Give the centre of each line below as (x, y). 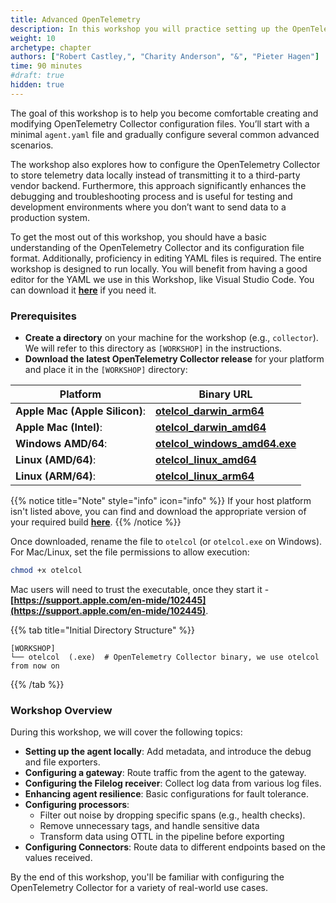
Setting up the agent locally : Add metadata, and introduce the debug (168, 752)
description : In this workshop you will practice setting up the (149, 29)
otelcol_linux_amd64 (205, 460)
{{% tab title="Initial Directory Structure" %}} (103, 630)
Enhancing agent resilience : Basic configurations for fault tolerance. (166, 794)
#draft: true (37, 76)
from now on (35, 666)
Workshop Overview (61, 710)
